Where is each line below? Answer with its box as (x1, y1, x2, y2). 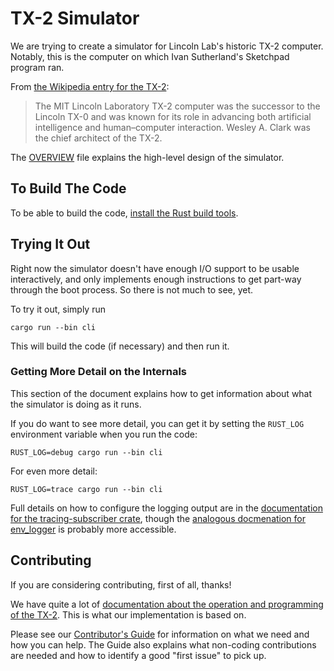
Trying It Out (10, 236, 91, 253)
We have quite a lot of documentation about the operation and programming (10, 598, 324, 610)
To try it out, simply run (10, 303, 106, 315)
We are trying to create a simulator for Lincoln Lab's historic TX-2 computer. (10, 40, 324, 52)
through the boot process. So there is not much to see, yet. (10, 283, 254, 296)
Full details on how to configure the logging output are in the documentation (10, 502, 323, 514)
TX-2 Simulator (10, 7, 140, 30)
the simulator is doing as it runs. (10, 398, 142, 410)
